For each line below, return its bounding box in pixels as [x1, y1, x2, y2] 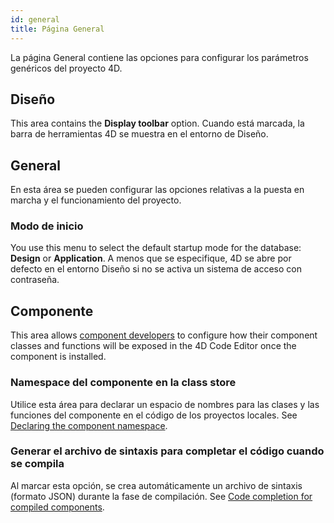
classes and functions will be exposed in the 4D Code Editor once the [10, 340, 297, 352]
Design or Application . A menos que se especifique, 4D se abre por [10, 252, 292, 265]
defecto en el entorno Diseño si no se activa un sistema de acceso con [10, 263, 302, 275]
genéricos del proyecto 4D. [10, 62, 123, 74]
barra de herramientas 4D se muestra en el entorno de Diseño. [10, 128, 269, 140]
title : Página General [10, 24, 105, 34]
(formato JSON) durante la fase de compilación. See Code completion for [10, 490, 313, 502]
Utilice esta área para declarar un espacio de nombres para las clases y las [10, 398, 320, 410]
